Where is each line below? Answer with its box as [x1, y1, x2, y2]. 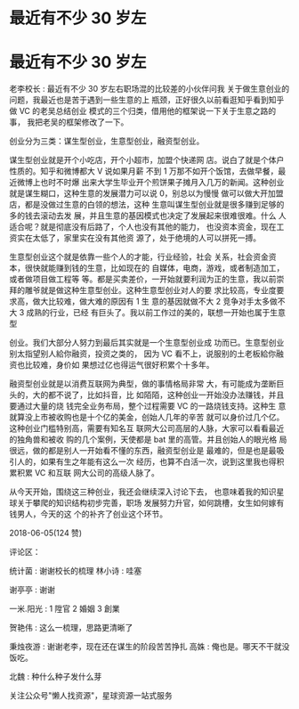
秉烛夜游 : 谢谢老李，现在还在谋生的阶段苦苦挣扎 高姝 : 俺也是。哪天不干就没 [9, 641, 290, 652]
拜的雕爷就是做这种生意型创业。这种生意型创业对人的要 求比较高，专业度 [9, 285, 277, 296]
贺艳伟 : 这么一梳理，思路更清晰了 [9, 623, 133, 633]
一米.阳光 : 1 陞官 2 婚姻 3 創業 [9, 603, 120, 615]
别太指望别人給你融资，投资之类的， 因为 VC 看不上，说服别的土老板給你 [9, 348, 277, 359]
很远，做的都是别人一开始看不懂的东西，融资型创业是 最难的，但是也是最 [9, 445, 277, 456]
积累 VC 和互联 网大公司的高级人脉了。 [16, 468, 160, 478]
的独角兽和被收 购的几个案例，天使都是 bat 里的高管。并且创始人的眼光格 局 [9, 434, 287, 445]
